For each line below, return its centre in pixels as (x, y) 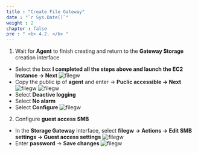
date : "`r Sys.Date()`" (37, 17)
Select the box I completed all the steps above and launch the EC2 (99, 69)
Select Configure (37, 107)
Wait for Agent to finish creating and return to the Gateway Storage (99, 51)
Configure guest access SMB (52, 119)
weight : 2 (20, 23)
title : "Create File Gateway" (46, 12)
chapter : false (27, 28)
